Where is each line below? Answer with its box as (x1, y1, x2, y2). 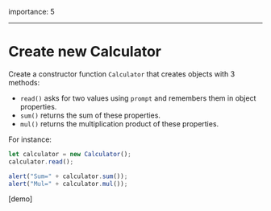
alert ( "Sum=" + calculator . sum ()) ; (8, 172, 128, 180)
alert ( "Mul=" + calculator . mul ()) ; (8, 180, 128, 188)
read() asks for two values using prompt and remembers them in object (19, 93, 256, 103)
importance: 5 (8, 7, 55, 16)
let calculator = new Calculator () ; (8, 150, 131, 158)
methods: (8, 77, 40, 87)
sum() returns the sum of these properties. (19, 110, 161, 120)
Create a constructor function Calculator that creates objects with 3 (8, 68, 236, 79)
